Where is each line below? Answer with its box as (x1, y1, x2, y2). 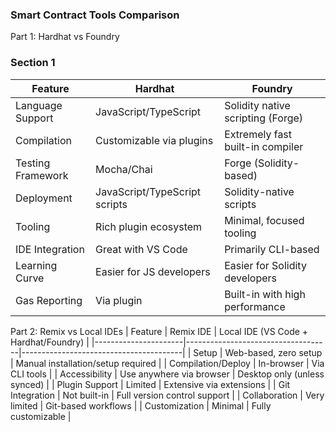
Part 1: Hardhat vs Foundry (10, 31, 120, 43)
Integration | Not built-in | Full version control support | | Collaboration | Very (10, 389, 325, 401)
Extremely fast (224, 127, 293, 141)
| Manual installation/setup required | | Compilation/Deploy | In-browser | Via (10, 357, 325, 369)
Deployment (15, 191, 73, 205)
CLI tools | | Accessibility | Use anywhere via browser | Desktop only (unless (10, 368, 325, 380)
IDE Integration (15, 242, 85, 256)
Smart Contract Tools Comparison (10, 8, 180, 22)
